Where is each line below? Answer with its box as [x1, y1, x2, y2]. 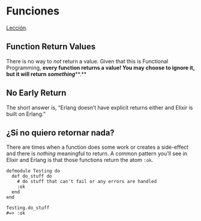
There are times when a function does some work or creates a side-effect [6, 143, 189, 151]
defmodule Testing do [6, 168, 61, 174]
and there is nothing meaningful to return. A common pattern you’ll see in [6, 150, 188, 157]
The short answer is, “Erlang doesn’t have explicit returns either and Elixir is [6, 104, 193, 111]
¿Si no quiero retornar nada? [6, 128, 115, 138]
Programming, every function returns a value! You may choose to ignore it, [6, 64, 195, 71]
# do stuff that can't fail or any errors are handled [17, 179, 157, 185]
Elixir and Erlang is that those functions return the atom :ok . [6, 157, 154, 164]
